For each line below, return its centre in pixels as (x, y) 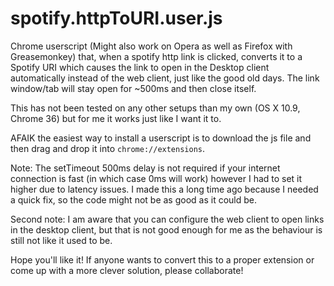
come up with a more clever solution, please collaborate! (127, 270)
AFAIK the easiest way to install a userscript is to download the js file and (161, 138)
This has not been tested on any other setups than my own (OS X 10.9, (155, 108)
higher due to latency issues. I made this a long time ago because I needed (164, 189)
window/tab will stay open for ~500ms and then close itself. (133, 88)
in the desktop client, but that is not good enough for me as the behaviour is (166, 229)
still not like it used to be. (61, 240)
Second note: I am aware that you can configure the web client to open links (167, 219)
